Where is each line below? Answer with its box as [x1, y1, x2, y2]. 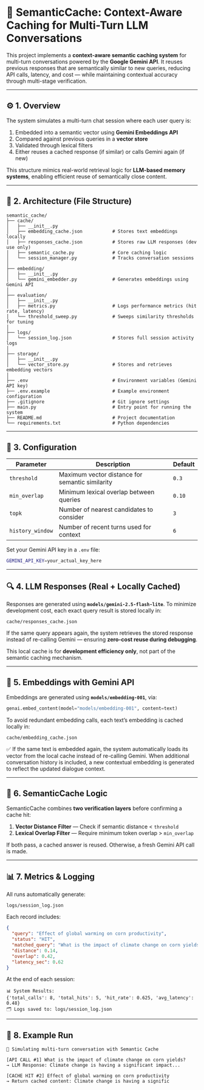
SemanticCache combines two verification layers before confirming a [6, 805, 182, 812]
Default [172, 460, 195, 469]
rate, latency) [6, 308, 45, 314]
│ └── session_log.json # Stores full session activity [6, 335, 194, 341]
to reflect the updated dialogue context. [6, 765, 106, 772]
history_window [9, 528, 53, 534]
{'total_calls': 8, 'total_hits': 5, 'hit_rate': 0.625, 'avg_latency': [6, 995, 194, 1001]
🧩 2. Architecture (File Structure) [6, 196, 132, 206]
